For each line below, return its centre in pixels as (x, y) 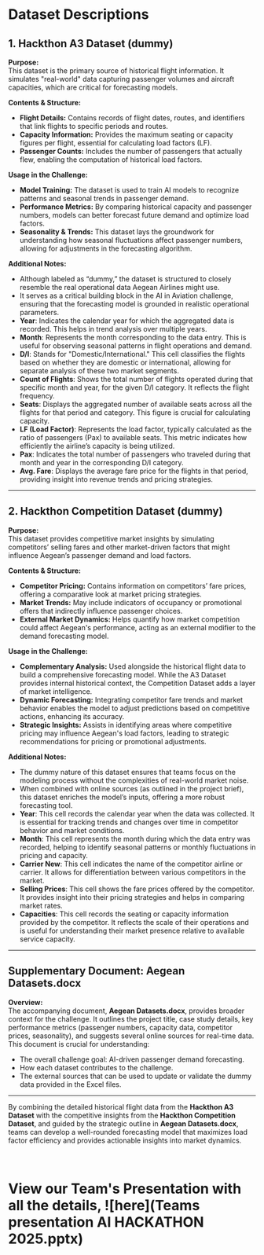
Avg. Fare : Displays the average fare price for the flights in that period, (134, 471)
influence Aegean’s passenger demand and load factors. (100, 555)
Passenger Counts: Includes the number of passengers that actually (131, 151)
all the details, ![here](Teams (104, 1205)
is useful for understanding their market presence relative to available (132, 930)
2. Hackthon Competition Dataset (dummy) (115, 511)
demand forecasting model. (64, 636)
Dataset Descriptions (79, 15)
